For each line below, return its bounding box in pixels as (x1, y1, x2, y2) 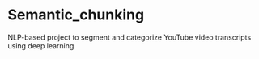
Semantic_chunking (7, 6, 145, 24)
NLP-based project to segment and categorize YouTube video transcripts (7, 32, 252, 42)
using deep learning (7, 40, 74, 50)
